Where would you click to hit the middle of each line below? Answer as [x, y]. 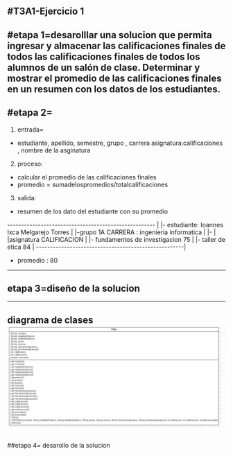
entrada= [30, 129]
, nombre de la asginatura [54, 150]
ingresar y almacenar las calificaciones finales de [116, 45]
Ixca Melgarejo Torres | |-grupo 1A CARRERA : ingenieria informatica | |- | [112, 232]
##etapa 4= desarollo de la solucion [59, 446]
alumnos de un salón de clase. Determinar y [104, 68]
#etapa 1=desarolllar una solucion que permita [110, 35]
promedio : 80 [37, 260]
